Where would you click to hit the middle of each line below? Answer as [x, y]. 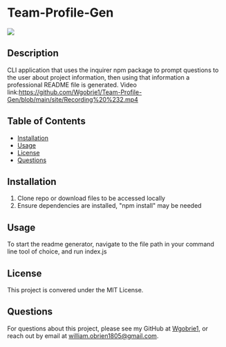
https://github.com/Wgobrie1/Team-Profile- [80, 92]
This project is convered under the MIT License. [75, 290]
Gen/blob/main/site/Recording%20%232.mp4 [73, 99]
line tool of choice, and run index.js [57, 251]
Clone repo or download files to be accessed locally [91, 198]
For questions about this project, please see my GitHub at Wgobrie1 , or [108, 328]
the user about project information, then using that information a [98, 77]
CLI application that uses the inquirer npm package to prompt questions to [113, 70]
